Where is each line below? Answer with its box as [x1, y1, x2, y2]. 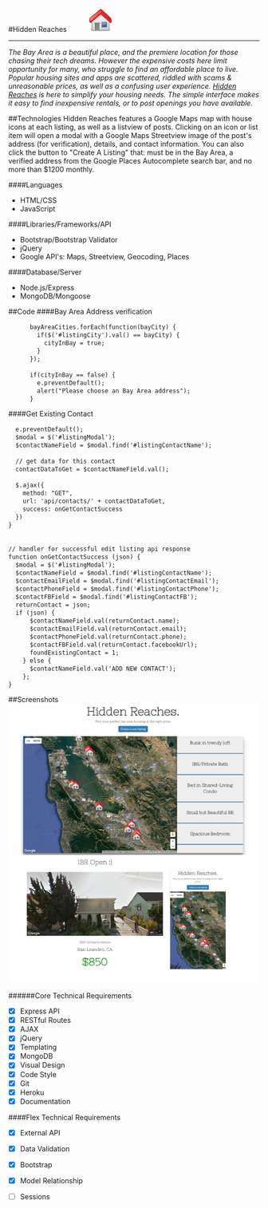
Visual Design [19, 1060, 65, 1070]
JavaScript [19, 204, 56, 213]
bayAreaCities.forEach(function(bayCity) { [29, 323, 177, 331]
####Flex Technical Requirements [8, 1112, 121, 1122]
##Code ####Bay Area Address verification [8, 307, 153, 316]
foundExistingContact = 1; [29, 649, 120, 657]
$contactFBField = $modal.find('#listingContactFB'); [15, 593, 198, 601]
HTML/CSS [19, 195, 57, 205]
